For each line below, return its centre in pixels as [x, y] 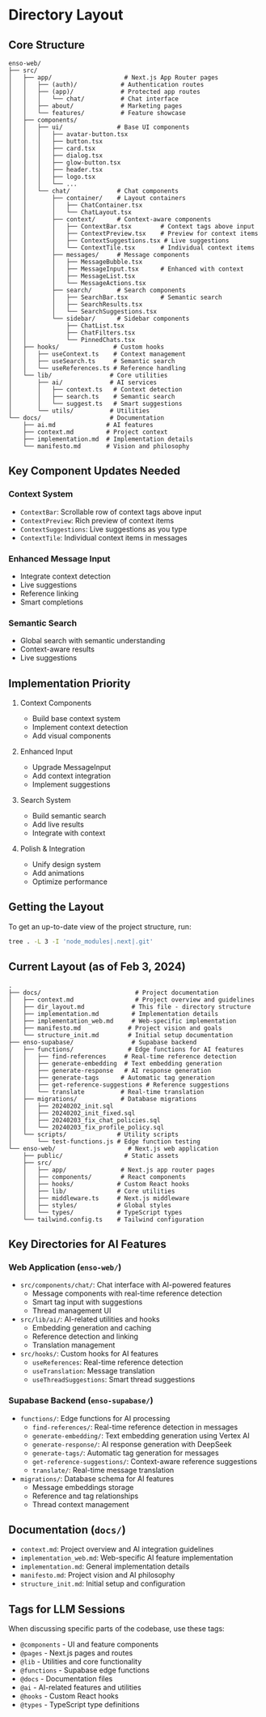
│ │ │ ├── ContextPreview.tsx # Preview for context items [133, 233]
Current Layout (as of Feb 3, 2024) [97, 967]
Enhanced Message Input [59, 558]
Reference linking [49, 593]
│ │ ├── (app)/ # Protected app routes [104, 92]
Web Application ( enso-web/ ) [65, 1267]
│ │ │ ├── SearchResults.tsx [76, 305]
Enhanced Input [46, 752]
